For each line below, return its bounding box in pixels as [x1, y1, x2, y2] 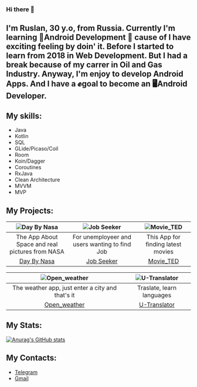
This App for [146, 232, 181, 241]
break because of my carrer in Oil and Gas [6, 60, 162, 70]
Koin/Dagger [14, 157, 46, 165]
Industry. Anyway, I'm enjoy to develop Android [6, 69, 184, 79]
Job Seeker [86, 257, 118, 265]
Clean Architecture [14, 176, 60, 183]
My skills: [6, 111, 42, 121]
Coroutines [14, 164, 42, 171]
